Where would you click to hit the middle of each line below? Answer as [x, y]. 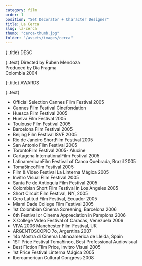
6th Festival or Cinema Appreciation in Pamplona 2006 [69, 215]
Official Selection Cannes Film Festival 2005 [58, 102]
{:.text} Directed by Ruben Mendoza [43, 62]
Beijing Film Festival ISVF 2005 [45, 134]
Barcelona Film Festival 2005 [43, 129]
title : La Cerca [22, 24]
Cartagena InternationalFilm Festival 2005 [56, 156]
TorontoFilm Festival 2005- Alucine [49, 150]
